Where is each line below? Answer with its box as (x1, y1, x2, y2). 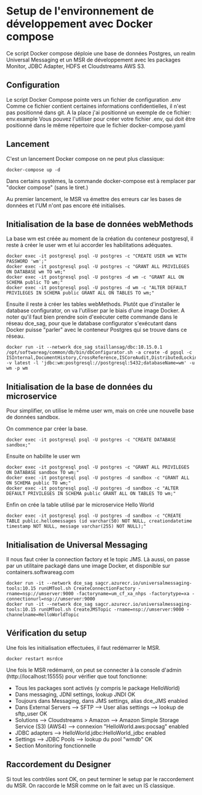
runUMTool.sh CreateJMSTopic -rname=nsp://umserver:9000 (38, 606, 185, 613)
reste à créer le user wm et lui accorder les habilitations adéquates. (6, 242, 173, 249)
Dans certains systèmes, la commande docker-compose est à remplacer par (6, 177, 196, 184)
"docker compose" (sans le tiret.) (6, 184, 88, 191)
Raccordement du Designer (6, 759, 111, 770)
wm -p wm (6, 366, 28, 372)
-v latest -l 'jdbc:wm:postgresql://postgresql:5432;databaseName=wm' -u (6, 360, 195, 366)
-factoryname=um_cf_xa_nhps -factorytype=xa (76, 591, 189, 597)
